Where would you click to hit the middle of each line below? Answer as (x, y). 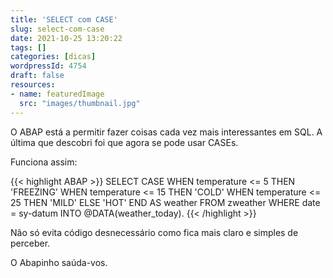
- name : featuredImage (57, 94)
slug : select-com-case (57, 29)
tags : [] (28, 47)
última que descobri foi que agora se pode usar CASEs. (124, 142)
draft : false (37, 76)
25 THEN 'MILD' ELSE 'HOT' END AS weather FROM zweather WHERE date (165, 202)
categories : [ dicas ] (53, 57)
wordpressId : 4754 (48, 66)
